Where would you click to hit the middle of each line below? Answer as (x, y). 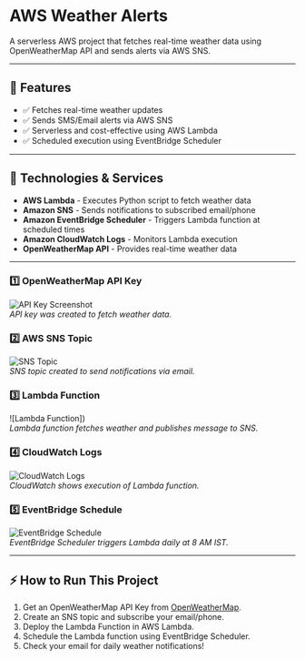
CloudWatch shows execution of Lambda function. (104, 485)
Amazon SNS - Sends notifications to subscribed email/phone (139, 209)
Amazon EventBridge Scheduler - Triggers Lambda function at (141, 219)
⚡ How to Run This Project (84, 580)
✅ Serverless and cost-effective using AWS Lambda (120, 130)
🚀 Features (40, 88)
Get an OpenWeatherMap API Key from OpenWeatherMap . (132, 607)
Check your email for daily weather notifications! (113, 645)
